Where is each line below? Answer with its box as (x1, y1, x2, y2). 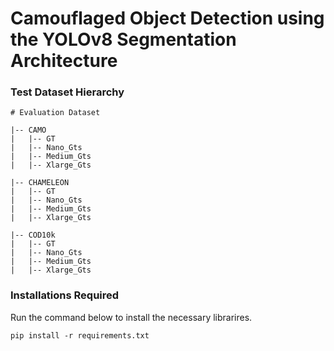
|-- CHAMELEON (10, 178, 70, 188)
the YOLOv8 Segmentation (10, 28, 237, 51)
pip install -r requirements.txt (10, 330, 150, 341)
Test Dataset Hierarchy (10, 85, 125, 99)
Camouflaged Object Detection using (10, 7, 325, 30)
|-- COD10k (10, 230, 56, 241)
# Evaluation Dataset (10, 108, 101, 118)
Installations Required (10, 288, 120, 302)
